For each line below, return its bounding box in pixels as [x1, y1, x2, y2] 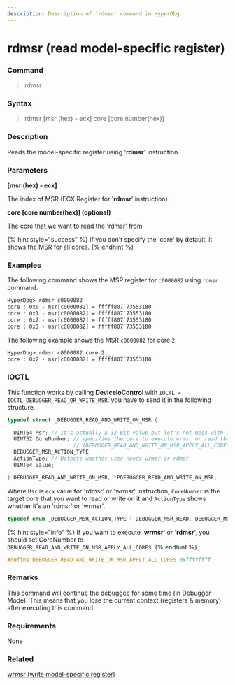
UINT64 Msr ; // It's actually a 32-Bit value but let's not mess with [13, 429, 224, 436]
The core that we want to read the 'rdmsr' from [7, 222, 143, 230]
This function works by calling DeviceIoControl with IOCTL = [7, 388, 182, 396]
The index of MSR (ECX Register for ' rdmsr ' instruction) [7, 195, 168, 203]
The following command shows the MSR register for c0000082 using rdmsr [7, 276, 219, 284]
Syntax [7, 99, 32, 108]
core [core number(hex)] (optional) [7, 208, 111, 217]
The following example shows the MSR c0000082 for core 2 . [7, 336, 177, 344]
